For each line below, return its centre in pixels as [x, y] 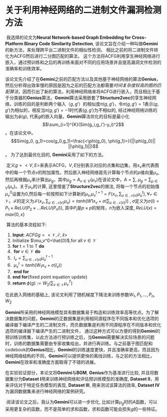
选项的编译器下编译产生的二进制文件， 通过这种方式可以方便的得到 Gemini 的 [83, 331]
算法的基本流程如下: [27, 225]
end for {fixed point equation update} [50, 277]
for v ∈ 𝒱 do [27, 251]
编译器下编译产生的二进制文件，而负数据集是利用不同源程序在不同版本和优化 [83, 325]
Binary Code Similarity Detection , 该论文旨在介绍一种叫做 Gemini [91, 43]
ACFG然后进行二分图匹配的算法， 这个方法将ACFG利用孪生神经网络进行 [87, 56]
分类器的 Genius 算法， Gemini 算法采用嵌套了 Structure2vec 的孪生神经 [81, 98]
